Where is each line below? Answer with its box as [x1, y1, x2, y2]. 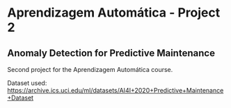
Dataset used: [7, 79, 47, 87]
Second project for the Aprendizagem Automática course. [7, 66, 173, 73]
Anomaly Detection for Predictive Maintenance [7, 47, 216, 59]
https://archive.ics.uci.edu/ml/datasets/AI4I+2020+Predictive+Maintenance [7, 87, 224, 94]
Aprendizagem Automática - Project [7, 5, 221, 21]
